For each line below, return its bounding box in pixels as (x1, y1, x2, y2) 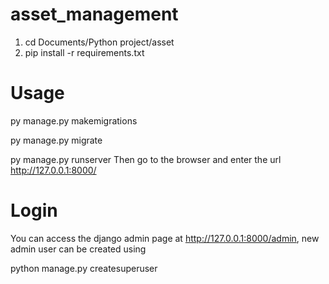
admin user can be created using (10, 243, 147, 255)
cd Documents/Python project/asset (24, 36, 175, 48)
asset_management (10, 3, 179, 26)
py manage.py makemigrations (10, 114, 138, 127)
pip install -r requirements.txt (24, 46, 145, 58)
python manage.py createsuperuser (10, 262, 158, 274)
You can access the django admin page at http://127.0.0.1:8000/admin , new (10, 232, 320, 244)
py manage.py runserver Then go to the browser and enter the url (10, 153, 282, 165)
